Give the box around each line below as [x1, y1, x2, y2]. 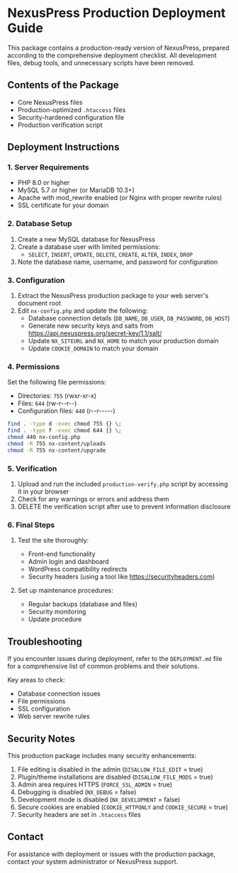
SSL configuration [17, 704, 71, 713]
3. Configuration [7, 275, 65, 285]
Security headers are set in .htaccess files [17, 810, 142, 818]
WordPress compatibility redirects [28, 565, 127, 574]
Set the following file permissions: [7, 378, 106, 387]
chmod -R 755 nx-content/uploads [7, 440, 106, 447]
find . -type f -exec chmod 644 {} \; [7, 427, 122, 434]
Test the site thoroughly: [17, 536, 89, 545]
